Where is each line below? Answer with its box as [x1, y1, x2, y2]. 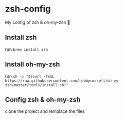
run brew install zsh [5, 46, 48, 52]
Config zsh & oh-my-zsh [5, 95, 81, 104]
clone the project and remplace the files [5, 108, 85, 114]
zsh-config [5, 3, 51, 15]
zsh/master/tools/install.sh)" [5, 82, 69, 88]
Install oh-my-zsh [5, 60, 60, 69]
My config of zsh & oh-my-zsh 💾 [5, 19, 71, 25]
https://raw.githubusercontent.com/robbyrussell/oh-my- [5, 78, 121, 83]
